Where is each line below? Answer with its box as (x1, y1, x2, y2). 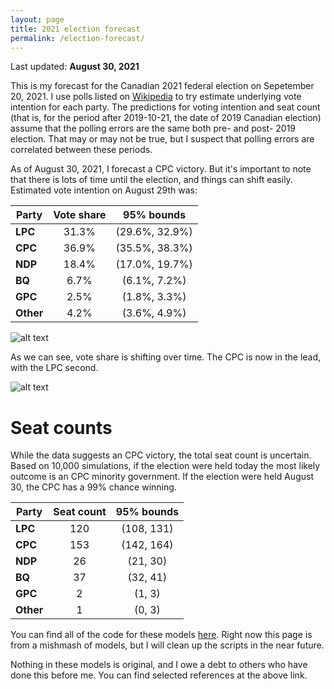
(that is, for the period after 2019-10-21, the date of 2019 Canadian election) (10, 112, 322, 124)
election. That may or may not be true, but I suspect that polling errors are (10, 133, 315, 145)
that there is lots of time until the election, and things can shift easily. (10, 174, 293, 186)
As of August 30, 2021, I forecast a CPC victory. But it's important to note (10, 163, 312, 175)
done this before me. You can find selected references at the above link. (10, 669, 308, 681)
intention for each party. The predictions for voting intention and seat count (10, 101, 321, 113)
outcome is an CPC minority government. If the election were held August (10, 471, 314, 483)
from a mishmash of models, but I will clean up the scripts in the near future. (10, 639, 325, 651)
